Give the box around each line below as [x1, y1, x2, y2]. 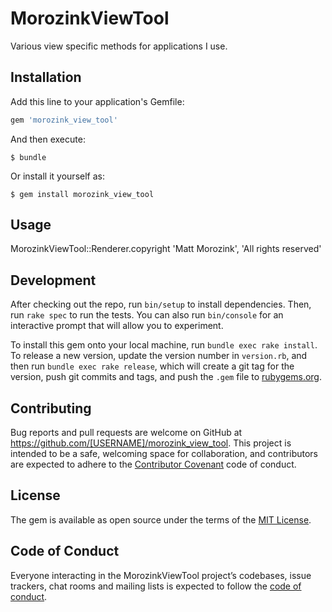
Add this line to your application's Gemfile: [10, 95, 185, 107]
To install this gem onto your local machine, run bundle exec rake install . [10, 339, 318, 351]
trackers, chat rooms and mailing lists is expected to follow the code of [10, 580, 302, 592]
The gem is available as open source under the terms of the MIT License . [10, 513, 312, 526]
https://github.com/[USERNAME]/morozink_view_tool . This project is [10, 437, 292, 449]
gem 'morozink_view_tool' [10, 115, 118, 125]
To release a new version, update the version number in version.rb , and [10, 350, 308, 362]
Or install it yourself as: [10, 170, 105, 182]
